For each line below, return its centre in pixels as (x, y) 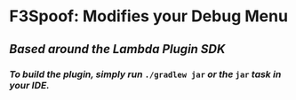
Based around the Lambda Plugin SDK (117, 49)
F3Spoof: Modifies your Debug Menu (149, 16)
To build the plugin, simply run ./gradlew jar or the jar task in (145, 74)
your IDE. (30, 85)
